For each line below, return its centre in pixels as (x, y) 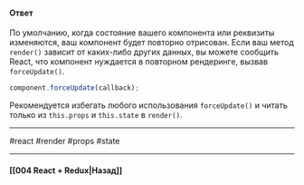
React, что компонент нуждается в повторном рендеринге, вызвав (139, 62)
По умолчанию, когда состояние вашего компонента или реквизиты (142, 33)
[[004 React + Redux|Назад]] (66, 170)
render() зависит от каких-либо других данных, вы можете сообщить (144, 52)
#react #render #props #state (65, 141)
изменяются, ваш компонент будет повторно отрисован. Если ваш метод (152, 43)
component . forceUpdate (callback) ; (75, 88)
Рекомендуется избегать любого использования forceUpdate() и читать (148, 105)
